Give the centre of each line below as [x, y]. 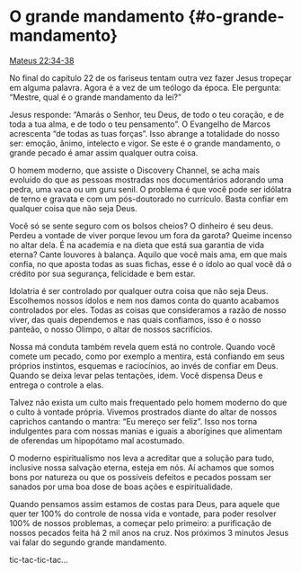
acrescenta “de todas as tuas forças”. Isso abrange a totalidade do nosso [145, 133]
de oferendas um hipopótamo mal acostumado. [97, 440]
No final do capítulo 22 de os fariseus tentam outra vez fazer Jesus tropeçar [150, 77]
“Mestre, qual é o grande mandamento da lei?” [96, 97]
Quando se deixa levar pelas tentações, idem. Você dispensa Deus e [136, 375]
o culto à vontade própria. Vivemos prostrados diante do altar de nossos [143, 412]
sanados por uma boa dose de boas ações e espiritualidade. [121, 487]
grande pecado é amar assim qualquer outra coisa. [104, 152]
